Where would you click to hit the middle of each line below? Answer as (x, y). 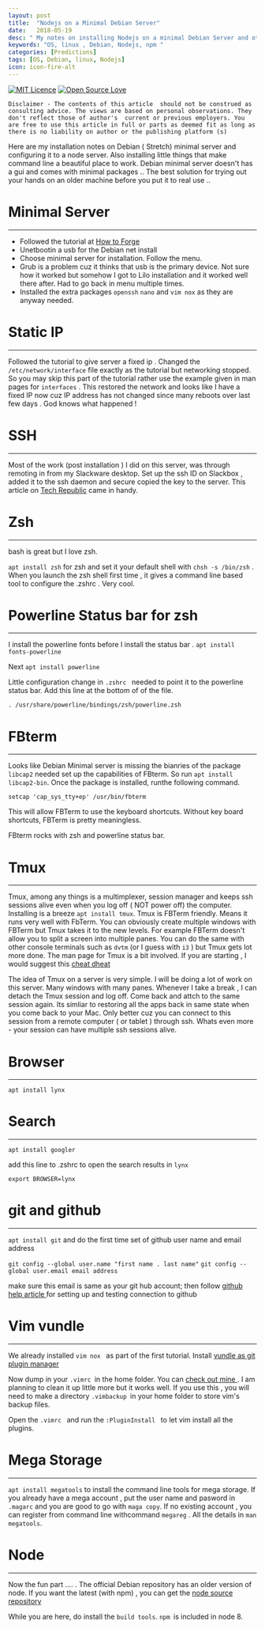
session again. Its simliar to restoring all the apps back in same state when (129, 1005)
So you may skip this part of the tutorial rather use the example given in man (132, 378)
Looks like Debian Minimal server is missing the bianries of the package (125, 766)
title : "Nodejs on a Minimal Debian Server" (84, 23)
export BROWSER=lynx (42, 1180)
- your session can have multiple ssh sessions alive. (93, 1030)
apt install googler (42, 1150)
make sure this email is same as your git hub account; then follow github (125, 1286)
